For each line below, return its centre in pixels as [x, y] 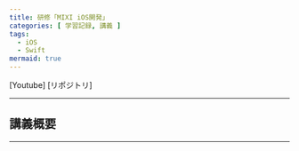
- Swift [32, 51]
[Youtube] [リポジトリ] [51, 85]
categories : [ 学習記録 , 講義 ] [65, 26]
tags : [19, 34]
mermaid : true [36, 59]
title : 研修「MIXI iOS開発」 [59, 17]
